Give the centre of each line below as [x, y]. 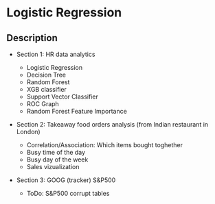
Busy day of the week [57, 160]
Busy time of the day [56, 152]
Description [32, 38]
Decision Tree [46, 75]
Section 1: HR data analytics [56, 54]
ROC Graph [43, 104]
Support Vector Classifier [63, 97]
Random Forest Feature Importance [77, 111]
